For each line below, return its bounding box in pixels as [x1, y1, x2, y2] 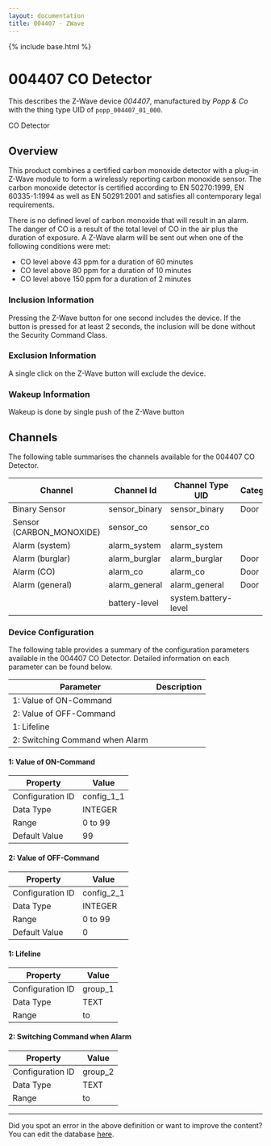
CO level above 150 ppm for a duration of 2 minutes [19, 274, 192, 284]
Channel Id [114, 484, 157, 495]
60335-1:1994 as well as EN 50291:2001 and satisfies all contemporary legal [8, 192, 261, 201]
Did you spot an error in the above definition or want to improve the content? [8, 1121, 263, 1131]
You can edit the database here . [8, 1129, 115, 1140]
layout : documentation [8, 11, 85, 20]
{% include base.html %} [8, 41, 91, 51]
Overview [8, 144, 59, 158]
